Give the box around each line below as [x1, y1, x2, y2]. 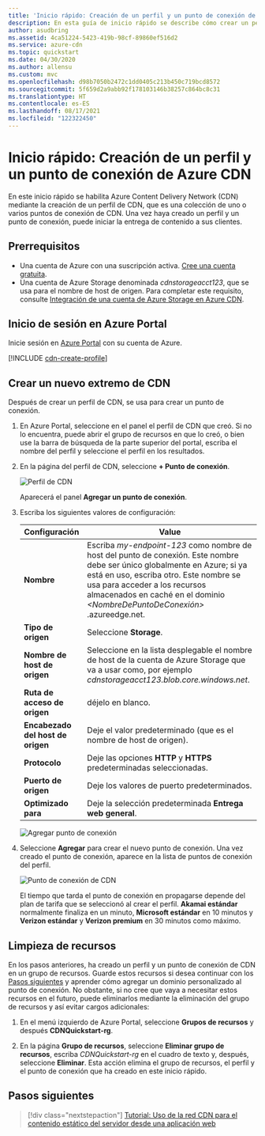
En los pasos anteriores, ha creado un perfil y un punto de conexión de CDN [8, 960, 256, 970]
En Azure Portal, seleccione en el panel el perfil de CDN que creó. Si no [19, 421, 252, 431]
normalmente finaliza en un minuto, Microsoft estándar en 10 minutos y [19, 907, 254, 918]
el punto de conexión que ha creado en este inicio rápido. [19, 1066, 207, 1076]
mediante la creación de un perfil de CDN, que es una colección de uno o [8, 199, 247, 210]
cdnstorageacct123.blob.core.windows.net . [86, 674, 250, 685]
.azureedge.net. [86, 609, 146, 620]
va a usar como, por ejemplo [86, 665, 192, 676]
